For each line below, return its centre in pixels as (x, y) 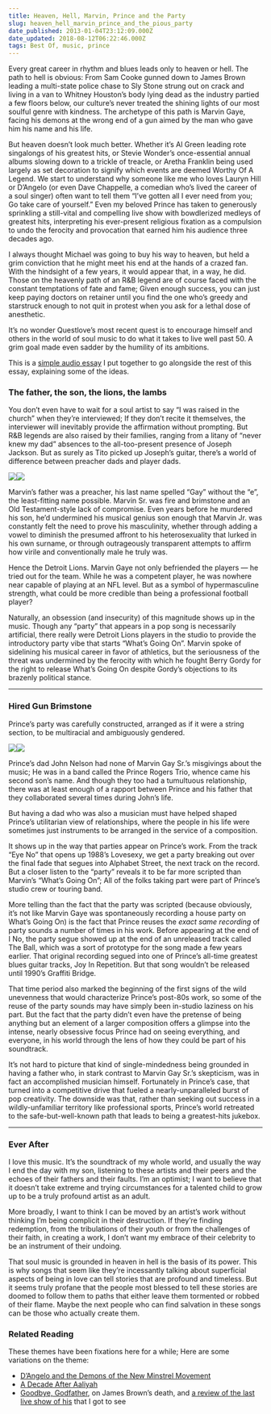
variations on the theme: (49, 1360)
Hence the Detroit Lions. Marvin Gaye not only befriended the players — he (133, 568)
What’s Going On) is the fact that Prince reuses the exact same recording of (134, 922)
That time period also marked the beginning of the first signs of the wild (127, 989)
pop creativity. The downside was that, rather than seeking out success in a (134, 1098)
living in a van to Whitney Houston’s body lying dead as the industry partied (134, 94)
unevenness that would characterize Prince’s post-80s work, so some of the (135, 997)
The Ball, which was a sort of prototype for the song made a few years (125, 947)
